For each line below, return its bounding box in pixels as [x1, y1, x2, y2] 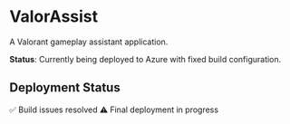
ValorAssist [9, 6, 99, 27]
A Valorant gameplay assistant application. [9, 36, 169, 47]
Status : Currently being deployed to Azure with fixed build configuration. [9, 53, 282, 64]
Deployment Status [9, 80, 121, 96]
